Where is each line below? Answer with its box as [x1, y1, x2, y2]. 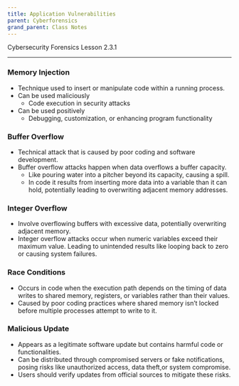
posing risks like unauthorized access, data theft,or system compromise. [17, 363, 231, 371]
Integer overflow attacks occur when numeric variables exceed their [17, 235, 218, 243]
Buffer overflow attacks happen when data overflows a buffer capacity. [17, 163, 227, 171]
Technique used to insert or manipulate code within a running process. [17, 83, 225, 92]
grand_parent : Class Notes [7, 23, 87, 31]
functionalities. [17, 348, 62, 356]
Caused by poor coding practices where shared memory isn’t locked [17, 299, 219, 307]
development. [17, 155, 58, 163]
